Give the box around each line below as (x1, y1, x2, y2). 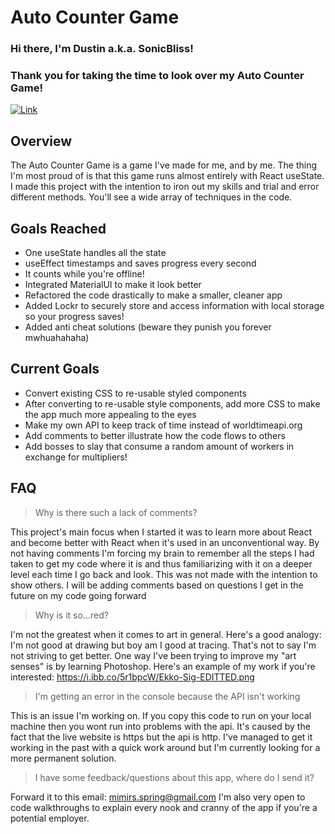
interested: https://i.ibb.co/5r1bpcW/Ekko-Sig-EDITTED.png (10, 671, 255, 683)
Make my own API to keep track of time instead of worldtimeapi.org (24, 419, 303, 431)
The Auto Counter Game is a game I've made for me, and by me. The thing (10, 159, 317, 171)
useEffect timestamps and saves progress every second (24, 257, 257, 270)
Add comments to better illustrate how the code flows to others (24, 429, 286, 441)
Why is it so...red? (34, 609, 109, 621)
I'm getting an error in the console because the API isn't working (34, 690, 301, 702)
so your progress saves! (24, 311, 125, 323)
